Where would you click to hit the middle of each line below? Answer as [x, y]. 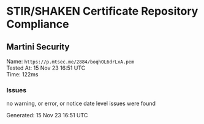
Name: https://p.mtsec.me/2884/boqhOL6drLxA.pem [70, 61]
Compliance [38, 24]
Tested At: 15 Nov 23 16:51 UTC [46, 68]
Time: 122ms [22, 74]
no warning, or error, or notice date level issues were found [81, 104]
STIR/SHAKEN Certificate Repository [102, 11]
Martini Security [38, 47]
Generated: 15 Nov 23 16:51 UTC [47, 115]
